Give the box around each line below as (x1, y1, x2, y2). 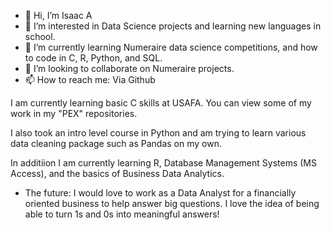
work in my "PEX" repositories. (10, 108, 138, 119)
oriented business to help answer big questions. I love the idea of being (24, 198, 320, 209)
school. (24, 31, 56, 42)
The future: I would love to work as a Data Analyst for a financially (24, 187, 297, 199)
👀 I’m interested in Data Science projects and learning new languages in (24, 20, 322, 32)
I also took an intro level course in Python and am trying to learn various (10, 127, 307, 139)
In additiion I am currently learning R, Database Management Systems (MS (10, 157, 317, 169)
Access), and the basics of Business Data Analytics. (10, 168, 225, 179)
